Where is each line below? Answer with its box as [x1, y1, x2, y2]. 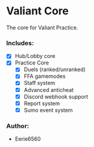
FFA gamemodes [23, 73, 66, 80]
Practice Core [14, 59, 49, 66]
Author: [6, 121, 29, 130]
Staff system [23, 79, 56, 87]
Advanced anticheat [23, 86, 74, 93]
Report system [23, 100, 60, 107]
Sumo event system [23, 106, 73, 114]
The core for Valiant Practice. [6, 24, 78, 31]
